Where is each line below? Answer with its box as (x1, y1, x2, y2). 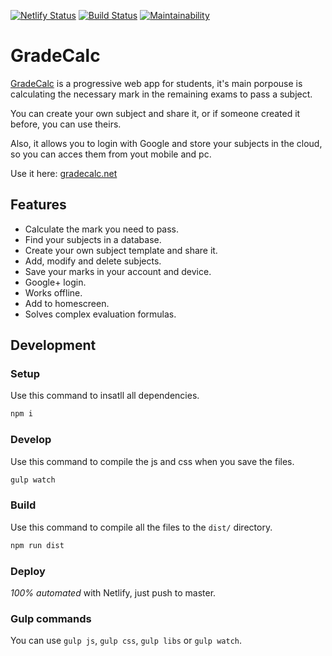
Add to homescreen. (24, 297, 110, 309)
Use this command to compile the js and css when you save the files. (10, 455, 295, 467)
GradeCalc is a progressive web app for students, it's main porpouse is (10, 77, 303, 89)
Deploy (10, 564, 46, 578)
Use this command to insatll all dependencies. (10, 390, 200, 402)
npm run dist (10, 540, 65, 550)
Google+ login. (24, 276, 87, 288)
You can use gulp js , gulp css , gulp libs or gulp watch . (10, 635, 243, 647)
